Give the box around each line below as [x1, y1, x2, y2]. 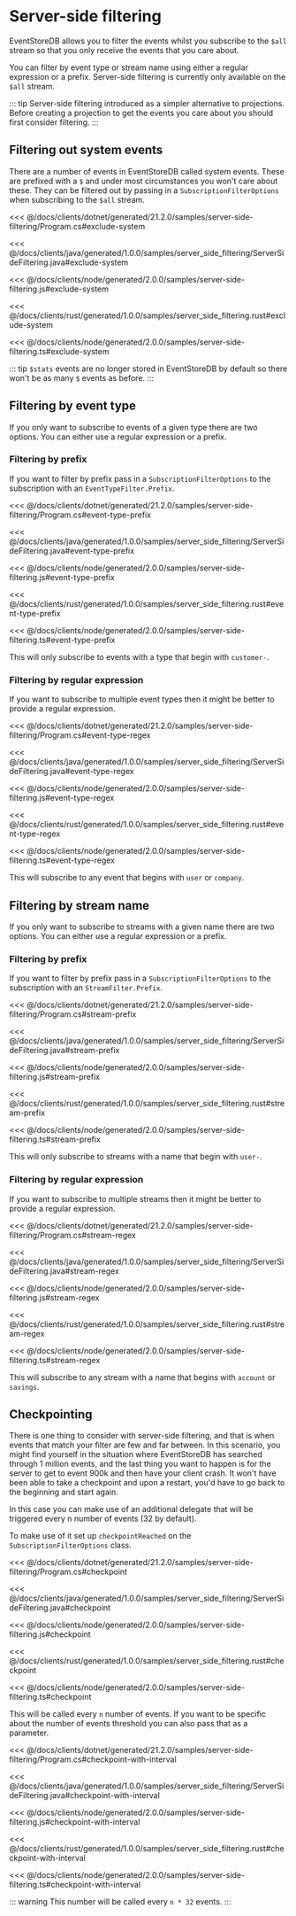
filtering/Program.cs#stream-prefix [9, 1009, 137, 1020]
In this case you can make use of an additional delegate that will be [9, 1504, 254, 1515]
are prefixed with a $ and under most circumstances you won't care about [9, 175, 278, 186]
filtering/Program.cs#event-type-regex [9, 730, 151, 741]
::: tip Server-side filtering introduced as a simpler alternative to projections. [9, 97, 285, 108]
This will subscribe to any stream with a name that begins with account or [9, 1371, 276, 1383]
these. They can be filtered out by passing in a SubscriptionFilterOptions [9, 184, 280, 196]
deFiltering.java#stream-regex [9, 1265, 120, 1276]
